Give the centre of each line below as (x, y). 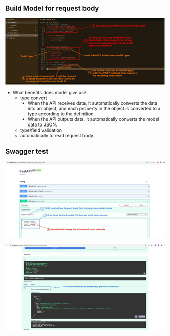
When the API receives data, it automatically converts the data (93, 103)
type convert (33, 98)
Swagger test (27, 151)
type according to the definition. (61, 114)
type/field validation (41, 130)
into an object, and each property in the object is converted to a (94, 109)
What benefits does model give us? (49, 93)
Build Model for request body (52, 8)
